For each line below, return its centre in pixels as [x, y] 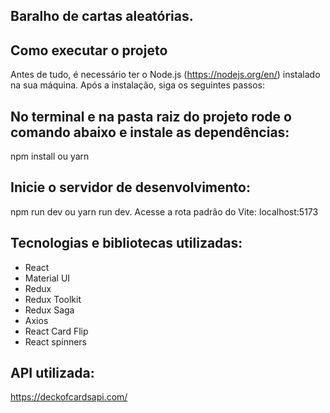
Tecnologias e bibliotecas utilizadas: [126, 243]
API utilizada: [52, 373]
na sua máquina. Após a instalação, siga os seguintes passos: [137, 85]
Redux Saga [49, 310]
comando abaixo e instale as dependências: [150, 132]
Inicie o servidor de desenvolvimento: [130, 187]
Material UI [47, 278]
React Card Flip [56, 331]
